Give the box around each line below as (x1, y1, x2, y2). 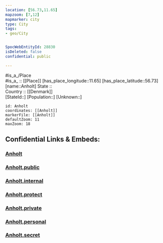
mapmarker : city (5, 17, 39, 22)
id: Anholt (5, 103, 28, 109)
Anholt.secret (5, 231, 40, 238)
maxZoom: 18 (5, 121, 30, 127)
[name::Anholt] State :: (5, 83, 52, 89)
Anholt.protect (5, 191, 43, 198)
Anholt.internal (5, 177, 44, 184)
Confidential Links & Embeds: (5, 135, 100, 144)
